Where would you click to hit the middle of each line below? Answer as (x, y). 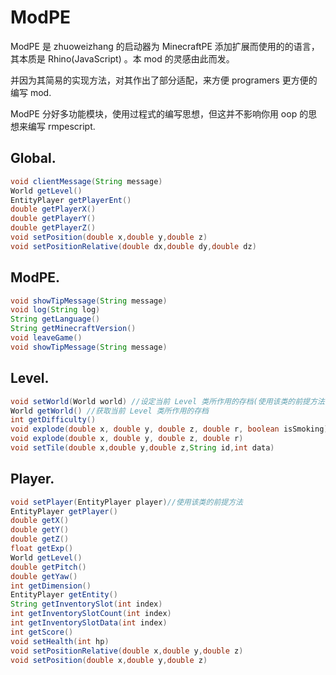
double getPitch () (48, 567)
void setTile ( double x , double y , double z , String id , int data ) (142, 448)
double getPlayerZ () (53, 228)
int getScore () (42, 632)
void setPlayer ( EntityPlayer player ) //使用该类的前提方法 (126, 502)
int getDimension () (51, 586)
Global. (33, 158)
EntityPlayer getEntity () (64, 595)
